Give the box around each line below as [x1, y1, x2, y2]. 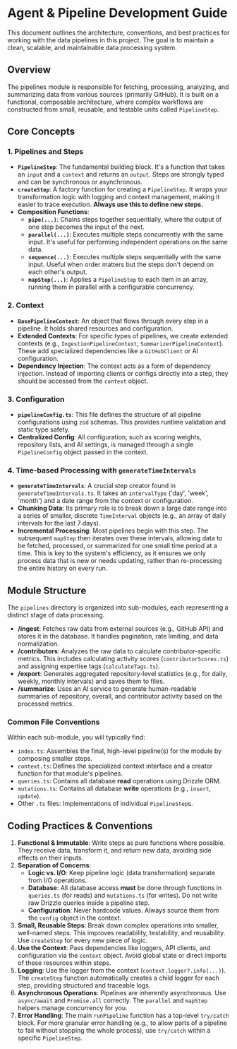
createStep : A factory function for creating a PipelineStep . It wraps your [17, 185, 228, 194]
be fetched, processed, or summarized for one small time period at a [17, 542, 217, 550]
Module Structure [7, 584, 87, 596]
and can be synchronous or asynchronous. [17, 178, 142, 186]
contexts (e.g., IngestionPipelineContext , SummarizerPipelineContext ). [17, 339, 224, 348]
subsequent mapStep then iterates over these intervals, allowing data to [17, 534, 223, 543]
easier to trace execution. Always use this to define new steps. [17, 200, 204, 209]
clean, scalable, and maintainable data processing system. [7, 43, 178, 52]
